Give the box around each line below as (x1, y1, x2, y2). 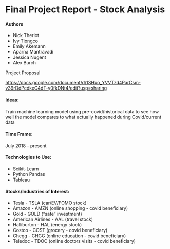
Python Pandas (12, 171, 45, 177)
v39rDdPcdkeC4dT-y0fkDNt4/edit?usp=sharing (5, 85, 107, 91)
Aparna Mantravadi (12, 49, 54, 55)
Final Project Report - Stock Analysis (5, 4, 165, 15)
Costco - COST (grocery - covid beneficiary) (12, 227, 108, 234)
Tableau (12, 176, 30, 183)
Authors (5, 21, 24, 27)
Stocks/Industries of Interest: (5, 188, 70, 194)
